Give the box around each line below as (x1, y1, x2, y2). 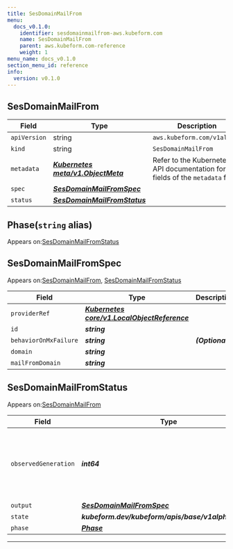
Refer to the (152, 156, 191, 165)
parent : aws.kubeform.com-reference (19, 42, 126, 49)
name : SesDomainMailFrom (19, 36, 92, 43)
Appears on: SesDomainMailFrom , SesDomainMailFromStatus (7, 276, 182, 284)
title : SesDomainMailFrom (7, 10, 82, 17)
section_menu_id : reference (7, 62, 89, 69)
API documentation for (152, 164, 226, 174)
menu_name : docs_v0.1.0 (7, 56, 76, 63)
